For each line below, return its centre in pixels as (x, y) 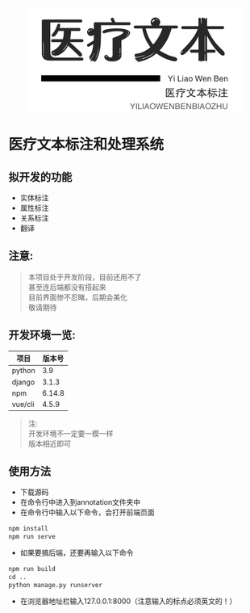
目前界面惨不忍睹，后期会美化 (77, 297)
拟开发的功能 (40, 176)
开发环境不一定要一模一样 (71, 433)
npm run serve (32, 537)
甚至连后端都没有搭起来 (67, 287)
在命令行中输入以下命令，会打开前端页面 (87, 512)
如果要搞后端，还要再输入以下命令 (77, 553)
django (23, 382)
